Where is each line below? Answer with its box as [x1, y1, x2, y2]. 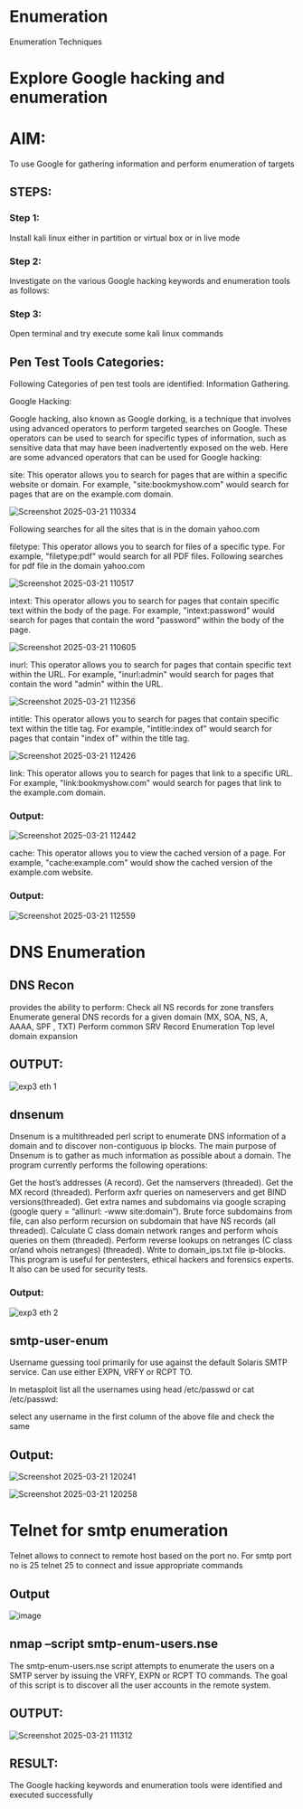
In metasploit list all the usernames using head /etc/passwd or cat [9, 1384, 255, 1395]
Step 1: [9, 212, 40, 224]
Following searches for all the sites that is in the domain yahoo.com [9, 524, 260, 535]
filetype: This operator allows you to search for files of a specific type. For [9, 541, 286, 553]
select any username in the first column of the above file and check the [9, 1411, 275, 1422]
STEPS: [9, 185, 52, 200]
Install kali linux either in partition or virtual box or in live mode [9, 232, 241, 243]
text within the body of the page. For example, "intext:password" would [9, 605, 276, 616]
